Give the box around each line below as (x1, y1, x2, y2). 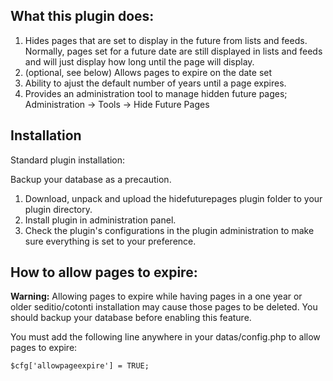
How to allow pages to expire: (10, 264, 198, 281)
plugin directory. (24, 203, 93, 215)
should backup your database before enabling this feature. (10, 312, 252, 324)
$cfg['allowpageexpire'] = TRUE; (10, 361, 150, 371)
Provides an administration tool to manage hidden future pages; (24, 87, 288, 99)
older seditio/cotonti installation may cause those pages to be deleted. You (10, 301, 318, 313)
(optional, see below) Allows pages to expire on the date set (24, 66, 273, 78)
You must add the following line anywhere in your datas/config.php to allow (10, 331, 321, 343)
